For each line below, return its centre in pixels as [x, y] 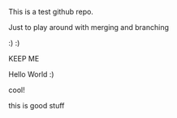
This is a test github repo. [51, 12]
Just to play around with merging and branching [88, 27]
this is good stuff [37, 105]
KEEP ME [24, 59]
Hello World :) [31, 74]
